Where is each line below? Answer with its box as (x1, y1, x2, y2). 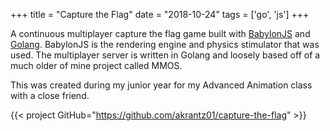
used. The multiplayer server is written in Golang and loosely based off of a (10, 49, 321, 61)
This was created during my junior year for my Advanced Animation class (10, 79, 313, 91)
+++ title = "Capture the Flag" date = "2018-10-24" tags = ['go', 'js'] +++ (10, 9, 310, 20)
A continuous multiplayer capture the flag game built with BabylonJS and (10, 28, 311, 39)
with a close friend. (10, 90, 90, 101)
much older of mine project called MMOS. (10, 60, 183, 71)
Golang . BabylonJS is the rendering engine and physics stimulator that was (10, 39, 320, 50)
